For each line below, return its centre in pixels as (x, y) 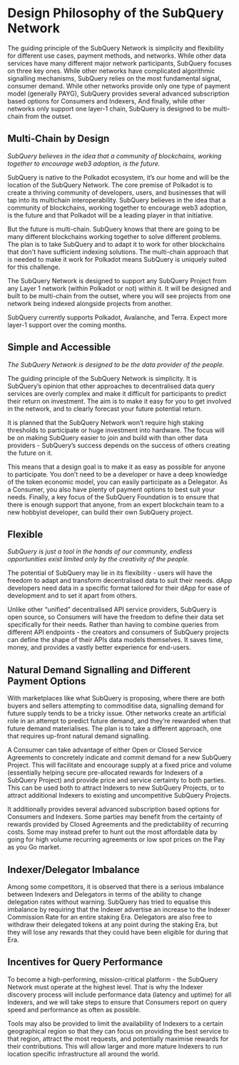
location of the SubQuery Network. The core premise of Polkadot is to (110, 185)
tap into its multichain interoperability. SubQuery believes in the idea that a (117, 200)
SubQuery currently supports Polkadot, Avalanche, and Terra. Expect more (117, 317)
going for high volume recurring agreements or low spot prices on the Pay (116, 840)
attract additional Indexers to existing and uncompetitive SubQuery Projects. (119, 795)
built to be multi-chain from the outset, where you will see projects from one (119, 296)
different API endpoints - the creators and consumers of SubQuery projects (118, 632)
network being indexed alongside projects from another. (90, 303)
